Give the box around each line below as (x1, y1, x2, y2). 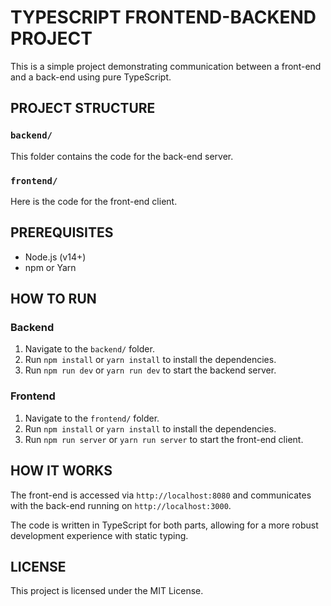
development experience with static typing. (10, 529, 189, 541)
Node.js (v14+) (24, 251, 87, 263)
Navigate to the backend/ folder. (24, 343, 155, 355)
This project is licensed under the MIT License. (10, 585, 204, 597)
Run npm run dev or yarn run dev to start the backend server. (24, 364, 277, 376)
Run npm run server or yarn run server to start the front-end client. (24, 433, 304, 445)
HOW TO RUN (10, 291, 97, 308)
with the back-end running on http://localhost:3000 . (10, 499, 232, 511)
